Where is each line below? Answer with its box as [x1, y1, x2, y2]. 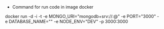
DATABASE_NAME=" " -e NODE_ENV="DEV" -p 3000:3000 [9, 19, 128, 24]
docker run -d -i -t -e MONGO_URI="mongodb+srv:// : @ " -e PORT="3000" [5, 14, 156, 19]
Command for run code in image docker [12, 4, 94, 10]
